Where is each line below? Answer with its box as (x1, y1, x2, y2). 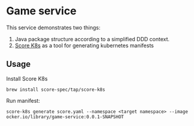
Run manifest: (6, 97, 41, 104)
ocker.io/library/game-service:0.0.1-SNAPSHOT (6, 113, 124, 120)
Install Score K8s (6, 75, 48, 82)
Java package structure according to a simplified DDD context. (14, 35, 170, 42)
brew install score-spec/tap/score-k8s (6, 87, 106, 93)
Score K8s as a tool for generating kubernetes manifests (14, 42, 154, 49)
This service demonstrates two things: (6, 24, 100, 31)
